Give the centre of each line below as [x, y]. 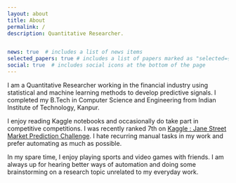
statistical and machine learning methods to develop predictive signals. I [112, 93]
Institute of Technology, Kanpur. [53, 107]
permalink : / [26, 27]
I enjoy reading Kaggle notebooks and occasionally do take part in [103, 121]
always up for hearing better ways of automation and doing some [102, 164]
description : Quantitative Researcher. [66, 33]
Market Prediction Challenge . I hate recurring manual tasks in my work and [115, 136]
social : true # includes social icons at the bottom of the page [106, 65]
